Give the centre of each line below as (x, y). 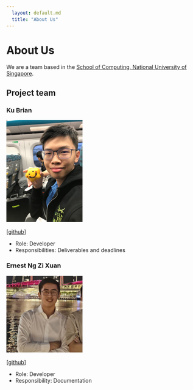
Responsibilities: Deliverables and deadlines (70, 250)
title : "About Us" (35, 19)
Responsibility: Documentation (54, 380)
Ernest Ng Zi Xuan (34, 265)
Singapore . (20, 74)
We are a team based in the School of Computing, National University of (96, 67)
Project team (31, 92)
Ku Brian (19, 110)
